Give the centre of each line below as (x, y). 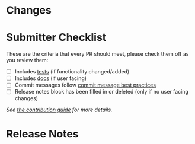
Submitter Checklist (56, 38)
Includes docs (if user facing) (51, 78)
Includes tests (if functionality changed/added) (72, 72)
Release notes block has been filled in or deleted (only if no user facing (101, 92)
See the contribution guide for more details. (59, 110)
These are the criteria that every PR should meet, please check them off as (97, 54)
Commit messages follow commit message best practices (85, 85)
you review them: (27, 60)
